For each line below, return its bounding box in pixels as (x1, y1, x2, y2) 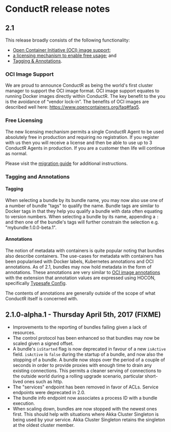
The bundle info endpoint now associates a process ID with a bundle (12, 395, 158, 401)
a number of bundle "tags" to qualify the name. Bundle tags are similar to (5, 202, 160, 209)
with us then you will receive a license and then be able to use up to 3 (5, 139, 153, 146)
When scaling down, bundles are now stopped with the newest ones (12, 405, 157, 412)
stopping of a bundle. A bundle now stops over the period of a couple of (12, 357, 165, 363)
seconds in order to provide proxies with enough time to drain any (12, 362, 152, 368)
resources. (12, 329, 36, 336)
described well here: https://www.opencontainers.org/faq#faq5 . (5, 104, 140, 110)
